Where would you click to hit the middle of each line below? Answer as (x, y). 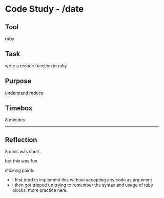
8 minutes (15, 120)
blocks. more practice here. (40, 190)
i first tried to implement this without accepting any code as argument (82, 180)
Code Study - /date (44, 9)
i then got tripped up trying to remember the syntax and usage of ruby (83, 185)
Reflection (21, 140)
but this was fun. (22, 161)
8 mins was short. (23, 152)
